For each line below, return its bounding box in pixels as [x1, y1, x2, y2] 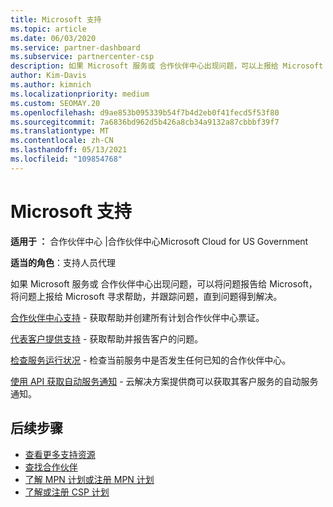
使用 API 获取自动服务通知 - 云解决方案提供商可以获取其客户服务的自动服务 [10, 375, 319, 387]
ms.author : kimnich [10, 80, 92, 90]
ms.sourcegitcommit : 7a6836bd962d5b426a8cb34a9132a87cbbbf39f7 [10, 117, 280, 127]
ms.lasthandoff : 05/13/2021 [10, 145, 128, 155]
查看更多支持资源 [24, 448, 96, 460]
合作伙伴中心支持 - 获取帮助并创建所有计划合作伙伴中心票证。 [10, 311, 265, 323]
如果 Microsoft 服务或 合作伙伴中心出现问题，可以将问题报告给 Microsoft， [10, 277, 318, 290]
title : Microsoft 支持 [10, 14, 102, 25]
